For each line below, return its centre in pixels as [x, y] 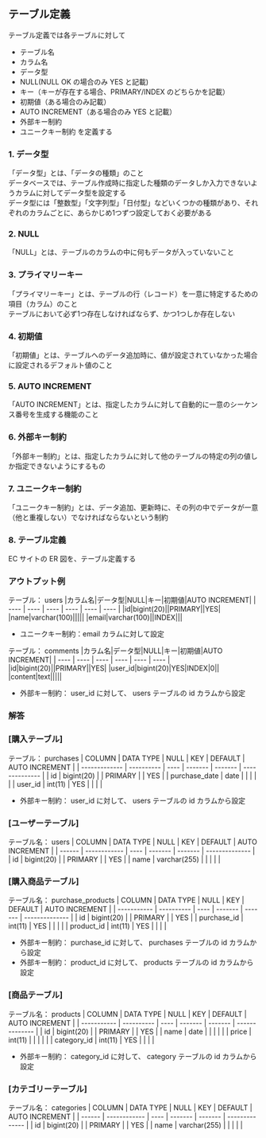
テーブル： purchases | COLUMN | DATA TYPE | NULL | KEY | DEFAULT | [127, 758]
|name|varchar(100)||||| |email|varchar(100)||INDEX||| [95, 618]
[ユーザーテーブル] [44, 823]
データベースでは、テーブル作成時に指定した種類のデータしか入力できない [130, 183]
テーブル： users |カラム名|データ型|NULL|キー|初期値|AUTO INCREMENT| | [132, 600]
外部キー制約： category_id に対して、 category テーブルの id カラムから [138, 1056]
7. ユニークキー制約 [45, 488]
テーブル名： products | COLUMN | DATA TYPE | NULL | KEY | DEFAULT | [128, 1014]
